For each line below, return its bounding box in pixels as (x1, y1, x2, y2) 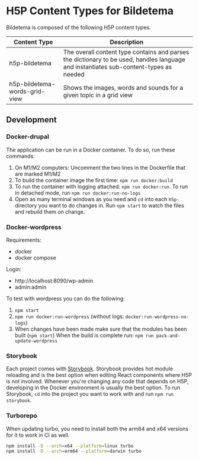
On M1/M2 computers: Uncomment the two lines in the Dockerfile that (14, 164, 185, 171)
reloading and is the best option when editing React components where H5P (6, 372, 192, 379)
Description (109, 37, 144, 46)
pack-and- (156, 332, 181, 339)
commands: (6, 153, 36, 160)
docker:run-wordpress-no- (125, 313, 190, 320)
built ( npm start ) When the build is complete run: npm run (14, 331, 154, 339)
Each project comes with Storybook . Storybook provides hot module (6, 365, 174, 372)
